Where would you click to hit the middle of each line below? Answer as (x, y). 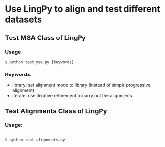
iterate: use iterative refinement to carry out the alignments (72, 96)
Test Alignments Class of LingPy (56, 111)
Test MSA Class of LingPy (46, 38)
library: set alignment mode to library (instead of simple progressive (81, 85)
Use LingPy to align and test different (83, 9)
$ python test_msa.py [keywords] (40, 62)
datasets (23, 19)
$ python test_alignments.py (35, 140)
